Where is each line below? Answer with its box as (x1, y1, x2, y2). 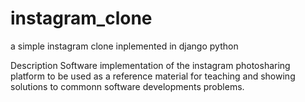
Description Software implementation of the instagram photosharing (10, 59, 291, 71)
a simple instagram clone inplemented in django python (10, 40, 239, 52)
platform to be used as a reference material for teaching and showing (10, 70, 296, 82)
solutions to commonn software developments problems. (10, 80, 245, 92)
